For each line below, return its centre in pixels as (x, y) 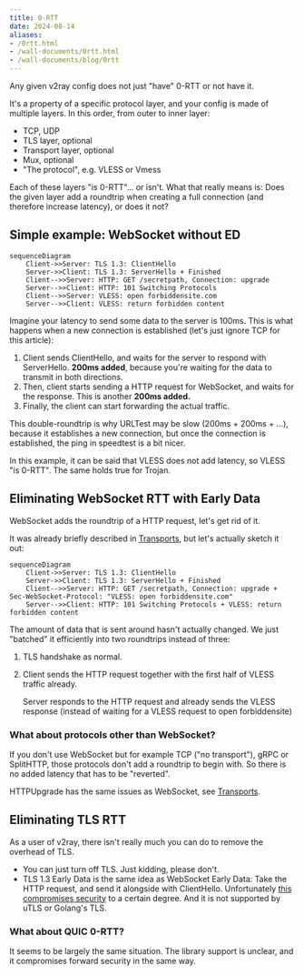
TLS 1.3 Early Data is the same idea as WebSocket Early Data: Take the (155, 879)
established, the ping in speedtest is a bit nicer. (98, 443)
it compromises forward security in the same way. (103, 961)
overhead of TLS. (42, 851)
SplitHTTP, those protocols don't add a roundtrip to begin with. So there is (148, 764)
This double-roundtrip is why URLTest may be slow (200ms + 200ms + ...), (149, 423)
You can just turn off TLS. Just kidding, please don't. (121, 869)
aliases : (26, 35)
